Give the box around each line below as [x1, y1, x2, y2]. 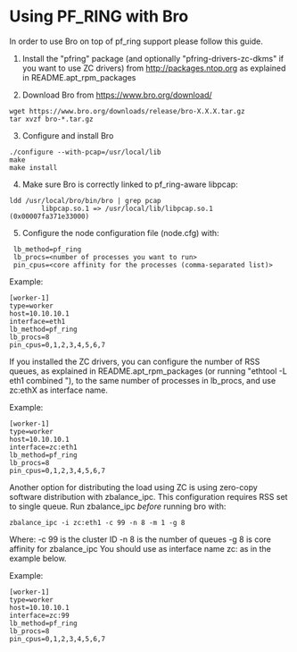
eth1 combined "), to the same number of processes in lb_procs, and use [9, 375, 276, 385]
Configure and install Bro [21, 130, 114, 140]
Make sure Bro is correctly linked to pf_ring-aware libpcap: [21, 179, 238, 190]
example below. [9, 553, 67, 563]
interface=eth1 [9, 317, 66, 326]
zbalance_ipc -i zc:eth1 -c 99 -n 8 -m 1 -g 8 [9, 518, 186, 527]
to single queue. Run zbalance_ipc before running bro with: [9, 501, 227, 512]
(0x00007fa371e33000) [9, 212, 90, 221]
